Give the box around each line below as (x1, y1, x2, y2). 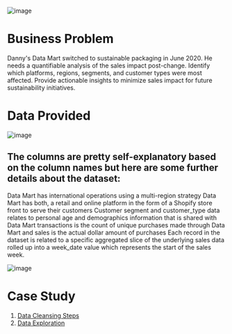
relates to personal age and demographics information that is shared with (7, 213, 217, 222)
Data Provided (7, 108, 91, 124)
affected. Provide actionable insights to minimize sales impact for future (7, 76, 213, 84)
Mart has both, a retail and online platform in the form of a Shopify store (7, 198, 213, 207)
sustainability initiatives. (7, 83, 76, 92)
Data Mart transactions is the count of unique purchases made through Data (7, 221, 226, 229)
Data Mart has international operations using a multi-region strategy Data (7, 191, 217, 200)
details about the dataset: (7, 173, 121, 184)
